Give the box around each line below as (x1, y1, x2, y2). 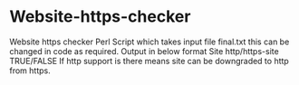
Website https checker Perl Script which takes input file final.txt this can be (9, 36, 290, 47)
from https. (9, 65, 52, 76)
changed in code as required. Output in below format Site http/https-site (9, 45, 279, 56)
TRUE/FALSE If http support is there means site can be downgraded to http (9, 55, 290, 66)
